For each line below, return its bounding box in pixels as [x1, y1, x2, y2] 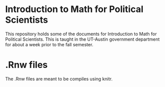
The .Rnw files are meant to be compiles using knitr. [5, 75, 113, 81]
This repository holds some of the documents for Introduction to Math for [5, 31, 157, 37]
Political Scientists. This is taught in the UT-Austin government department [5, 36, 160, 42]
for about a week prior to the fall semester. [5, 41, 94, 47]
